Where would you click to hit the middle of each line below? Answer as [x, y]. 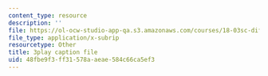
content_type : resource [48, 15]
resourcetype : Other [43, 45]
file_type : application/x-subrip [64, 38]
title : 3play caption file [53, 52]
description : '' [35, 23]
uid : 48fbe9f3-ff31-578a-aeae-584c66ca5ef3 [82, 60]
